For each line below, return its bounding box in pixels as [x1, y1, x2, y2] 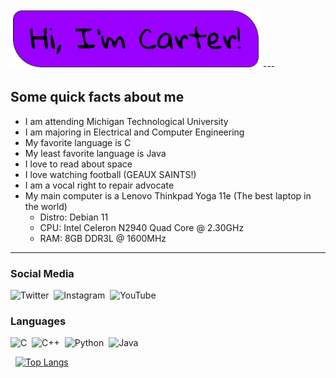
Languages [10, 314, 67, 328]
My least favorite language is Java [24, 147, 167, 159]
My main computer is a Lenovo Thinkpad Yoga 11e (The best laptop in [24, 189, 312, 202]
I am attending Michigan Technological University [24, 115, 229, 127]
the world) [24, 200, 68, 212]
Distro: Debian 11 [39, 211, 109, 223]
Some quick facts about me [10, 89, 185, 106]
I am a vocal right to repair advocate [24, 179, 175, 191]
